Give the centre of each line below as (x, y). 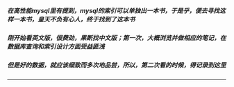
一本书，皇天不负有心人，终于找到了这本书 (74, 19)
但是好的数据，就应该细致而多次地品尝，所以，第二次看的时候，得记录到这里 (117, 65)
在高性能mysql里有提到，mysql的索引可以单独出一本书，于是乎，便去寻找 (114, 10)
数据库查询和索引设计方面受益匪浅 (56, 46)
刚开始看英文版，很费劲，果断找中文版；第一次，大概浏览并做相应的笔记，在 (117, 37)
